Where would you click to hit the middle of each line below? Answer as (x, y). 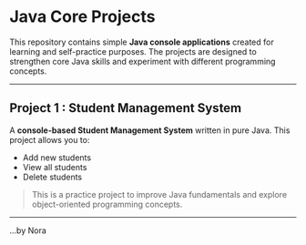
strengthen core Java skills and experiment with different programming (143, 61)
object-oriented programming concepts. (107, 204)
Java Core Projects (82, 17)
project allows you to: (50, 139)
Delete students (52, 177)
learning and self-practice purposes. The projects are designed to (133, 51)
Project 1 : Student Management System (126, 108)
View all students (55, 167)
